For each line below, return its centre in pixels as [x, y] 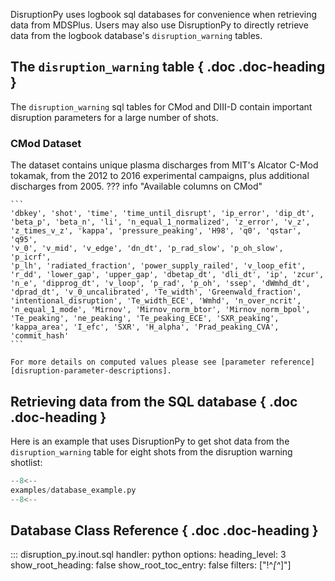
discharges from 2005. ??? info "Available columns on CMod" [136, 186]
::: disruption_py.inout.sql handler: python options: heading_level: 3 [148, 555]
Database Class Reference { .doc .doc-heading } [164, 530]
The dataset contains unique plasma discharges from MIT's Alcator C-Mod [164, 165]
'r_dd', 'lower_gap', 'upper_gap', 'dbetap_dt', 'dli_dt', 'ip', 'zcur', [167, 275]
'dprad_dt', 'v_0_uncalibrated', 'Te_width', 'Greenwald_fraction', [156, 292]
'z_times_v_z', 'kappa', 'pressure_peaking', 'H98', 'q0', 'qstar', [156, 231]
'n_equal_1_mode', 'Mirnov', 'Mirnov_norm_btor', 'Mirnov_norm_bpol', [160, 310]
